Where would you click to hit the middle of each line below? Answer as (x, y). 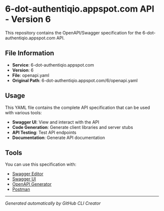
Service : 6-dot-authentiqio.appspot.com (53, 65)
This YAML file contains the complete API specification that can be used (78, 107)
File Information (30, 53)
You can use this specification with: (41, 164)
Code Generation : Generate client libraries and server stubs (72, 127)
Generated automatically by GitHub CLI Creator (53, 203)
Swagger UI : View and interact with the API (56, 122)
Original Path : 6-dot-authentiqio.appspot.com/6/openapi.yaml (75, 80)
